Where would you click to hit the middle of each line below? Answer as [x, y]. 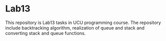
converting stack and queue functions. [46, 33]
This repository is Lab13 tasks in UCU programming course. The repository [83, 22]
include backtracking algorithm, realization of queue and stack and [75, 27]
